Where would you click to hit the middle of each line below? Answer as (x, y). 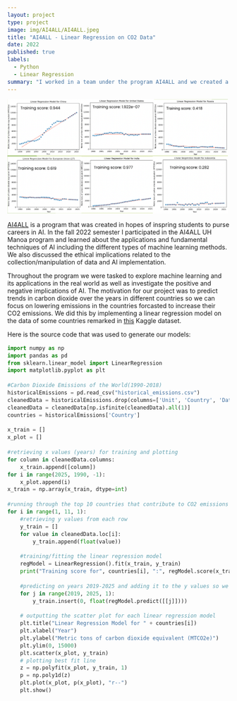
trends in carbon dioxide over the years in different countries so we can (111, 298)
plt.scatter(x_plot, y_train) (65, 653)
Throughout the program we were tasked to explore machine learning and (115, 276)
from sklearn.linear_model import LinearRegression (85, 363)
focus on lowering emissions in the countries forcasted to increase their (111, 305)
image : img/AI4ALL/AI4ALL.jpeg (53, 30)
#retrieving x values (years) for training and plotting (93, 452)
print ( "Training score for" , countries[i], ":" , (93, 571)
